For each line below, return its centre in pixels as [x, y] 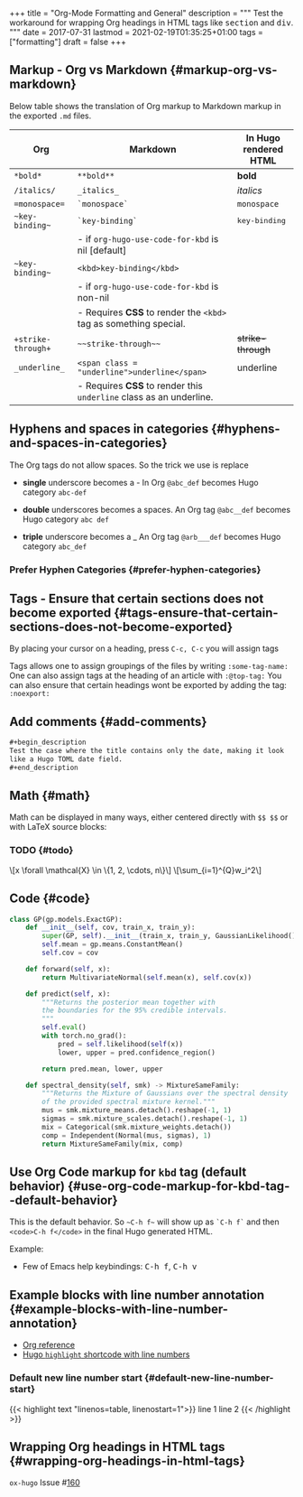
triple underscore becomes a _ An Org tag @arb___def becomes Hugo [151, 536]
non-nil [93, 297]
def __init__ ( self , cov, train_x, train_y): [110, 928]
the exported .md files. [50, 116]
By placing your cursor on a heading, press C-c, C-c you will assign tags [144, 648]
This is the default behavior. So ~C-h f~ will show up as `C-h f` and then [144, 1222]
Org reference [48, 1345]
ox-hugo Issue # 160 [45, 1483]
